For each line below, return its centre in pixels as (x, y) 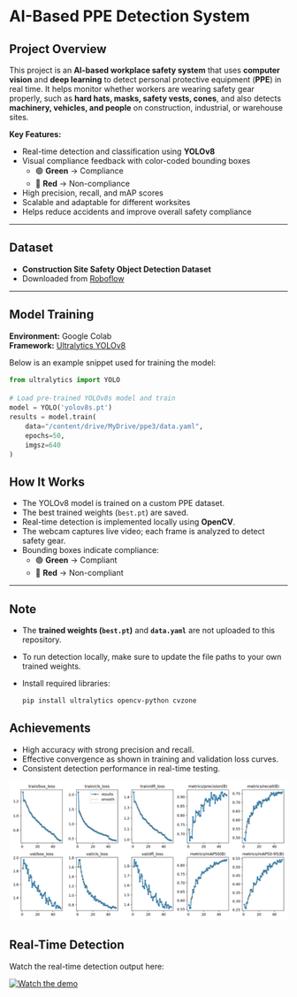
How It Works (47, 482)
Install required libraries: (66, 684)
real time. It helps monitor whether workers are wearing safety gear (132, 89)
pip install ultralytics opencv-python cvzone (109, 701)
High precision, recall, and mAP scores (92, 193)
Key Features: (35, 134)
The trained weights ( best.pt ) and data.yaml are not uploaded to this (148, 631)
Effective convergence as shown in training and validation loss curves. (150, 759)
